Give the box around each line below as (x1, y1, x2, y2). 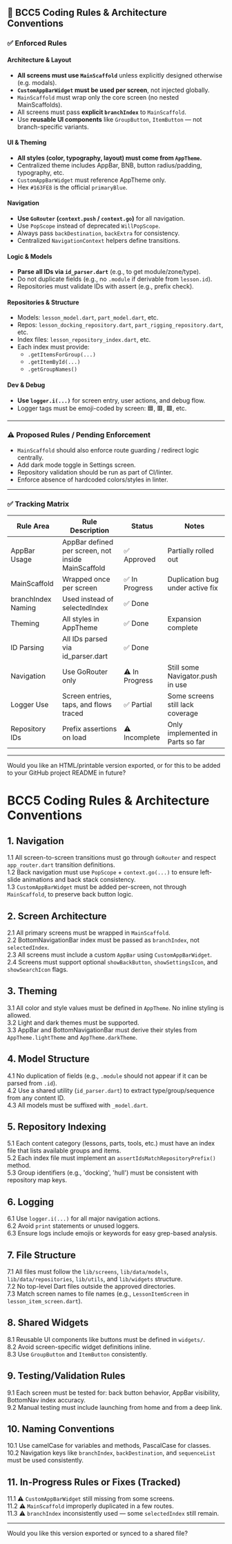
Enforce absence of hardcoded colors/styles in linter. (17, 475, 168, 484)
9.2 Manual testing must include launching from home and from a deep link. (7, 1403, 222, 1411)
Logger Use (10, 700, 49, 710)
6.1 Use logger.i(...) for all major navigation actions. (7, 1215, 160, 1223)
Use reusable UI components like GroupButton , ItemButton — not (17, 115, 202, 123)
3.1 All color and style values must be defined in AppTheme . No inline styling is (7, 1004, 224, 1012)
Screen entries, (61, 691, 112, 701)
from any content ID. (7, 1094, 66, 1102)
